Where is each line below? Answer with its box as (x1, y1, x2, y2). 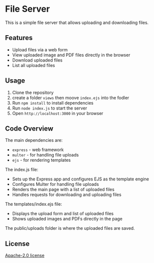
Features (5, 34, 33, 42)
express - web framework (12, 147, 64, 153)
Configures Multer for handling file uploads (12, 181, 99, 187)
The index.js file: (5, 167, 39, 173)
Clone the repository (12, 89, 54, 95)
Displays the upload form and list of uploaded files (12, 211, 114, 217)
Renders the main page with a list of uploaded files (12, 187, 115, 193)
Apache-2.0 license (5, 253, 45, 259)
